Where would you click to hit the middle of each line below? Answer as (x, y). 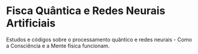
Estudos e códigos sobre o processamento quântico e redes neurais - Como (99, 39)
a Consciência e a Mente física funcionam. (58, 46)
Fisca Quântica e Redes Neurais (86, 11)
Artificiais (31, 23)
